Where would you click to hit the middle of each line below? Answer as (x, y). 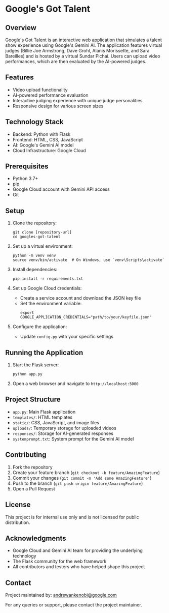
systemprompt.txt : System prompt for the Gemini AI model (73, 439)
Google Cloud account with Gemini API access (61, 189)
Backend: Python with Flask (41, 134)
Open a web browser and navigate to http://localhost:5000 (76, 384)
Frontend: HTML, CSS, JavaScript (48, 139)
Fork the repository (33, 467)
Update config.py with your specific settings (67, 337)
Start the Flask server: (36, 365)
